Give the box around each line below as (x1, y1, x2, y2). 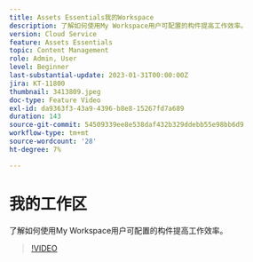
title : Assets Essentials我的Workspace (9, 12, 154, 22)
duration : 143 (9, 112, 62, 121)
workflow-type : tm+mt (9, 129, 90, 138)
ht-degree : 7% (9, 145, 62, 154)
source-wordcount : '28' (9, 137, 98, 146)
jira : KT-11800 (9, 79, 66, 88)
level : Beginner (9, 63, 69, 72)
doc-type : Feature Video (9, 95, 101, 105)
